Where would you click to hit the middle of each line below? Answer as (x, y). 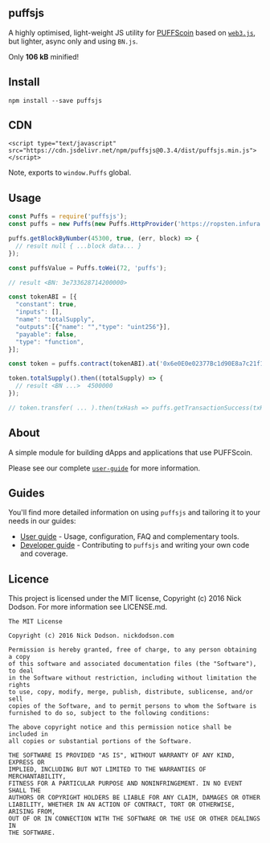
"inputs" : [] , (39, 312)
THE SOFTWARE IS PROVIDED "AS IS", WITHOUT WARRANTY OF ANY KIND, (122, 755)
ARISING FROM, (32, 812)
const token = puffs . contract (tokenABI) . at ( (84, 364)
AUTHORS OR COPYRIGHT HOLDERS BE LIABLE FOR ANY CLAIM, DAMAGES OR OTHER (135, 798)
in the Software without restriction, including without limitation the (133, 678)
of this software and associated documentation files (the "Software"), (133, 664)
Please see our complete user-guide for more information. (104, 468)
